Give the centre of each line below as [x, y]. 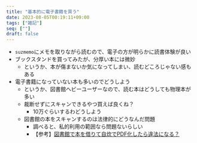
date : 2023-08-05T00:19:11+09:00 [48, 17]
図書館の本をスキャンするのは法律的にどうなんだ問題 [90, 119]
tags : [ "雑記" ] [24, 23]
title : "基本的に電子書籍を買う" [43, 12]
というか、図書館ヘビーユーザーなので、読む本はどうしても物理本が [107, 89]
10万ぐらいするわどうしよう [67, 112]
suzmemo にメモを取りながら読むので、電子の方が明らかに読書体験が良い [103, 52]
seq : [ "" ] [19, 28]
